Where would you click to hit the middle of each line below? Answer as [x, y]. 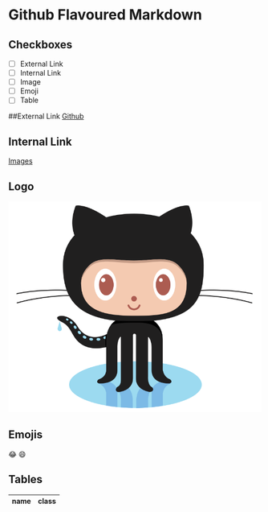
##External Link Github [46, 116]
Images [21, 161]
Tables [25, 479]
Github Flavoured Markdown [105, 15]
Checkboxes [41, 45]
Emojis [25, 435]
